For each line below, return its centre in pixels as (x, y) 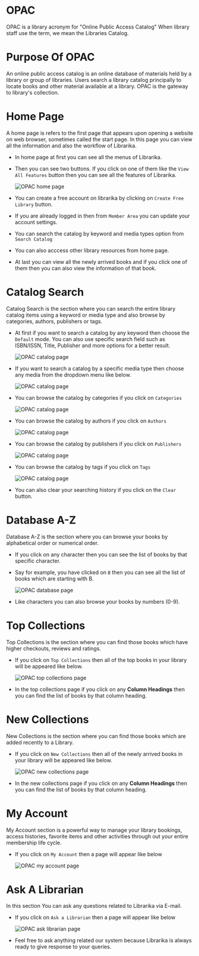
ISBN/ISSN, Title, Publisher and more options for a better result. (92, 345)
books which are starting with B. (54, 578)
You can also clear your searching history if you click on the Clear (95, 490)
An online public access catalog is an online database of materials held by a (99, 73)
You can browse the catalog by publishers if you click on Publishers (98, 444)
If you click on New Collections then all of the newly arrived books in (99, 754)
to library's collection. (33, 92)
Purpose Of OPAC (50, 57)
